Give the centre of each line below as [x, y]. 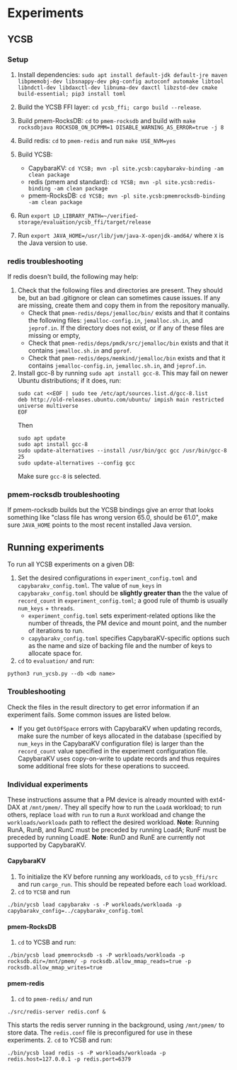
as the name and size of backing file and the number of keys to [120, 646]
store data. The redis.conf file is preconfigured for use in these [100, 1032]
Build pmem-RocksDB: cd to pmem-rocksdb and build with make [106, 120]
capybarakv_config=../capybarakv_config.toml [75, 911]
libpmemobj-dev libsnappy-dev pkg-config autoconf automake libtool [121, 81]
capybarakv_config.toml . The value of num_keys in [89, 586]
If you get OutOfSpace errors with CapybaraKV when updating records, [120, 728]
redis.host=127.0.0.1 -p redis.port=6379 [69, 1059]
